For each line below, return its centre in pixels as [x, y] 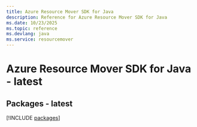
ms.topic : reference [32, 28]
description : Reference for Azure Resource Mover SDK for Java [87, 17]
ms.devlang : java [28, 34]
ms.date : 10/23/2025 [32, 23]
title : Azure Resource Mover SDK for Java [60, 12]
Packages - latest [40, 103]
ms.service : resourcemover [40, 39]
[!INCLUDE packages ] [33, 118]
